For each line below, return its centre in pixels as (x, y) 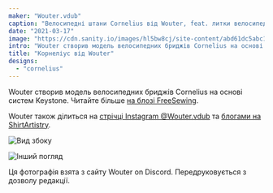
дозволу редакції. (39, 180)
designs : (23, 62)
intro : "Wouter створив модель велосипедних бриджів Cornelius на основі (136, 46)
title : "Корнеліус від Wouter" (61, 54)
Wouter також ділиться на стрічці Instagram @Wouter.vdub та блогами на (135, 116)
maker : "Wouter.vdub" (45, 16)
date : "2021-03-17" (41, 31)
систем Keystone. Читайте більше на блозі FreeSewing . (104, 100)
